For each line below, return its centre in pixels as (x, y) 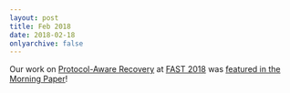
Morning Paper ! (39, 79)
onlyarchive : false (47, 43)
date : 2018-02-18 (42, 35)
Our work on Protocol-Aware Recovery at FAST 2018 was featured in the (145, 69)
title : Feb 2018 (40, 26)
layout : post (34, 18)
